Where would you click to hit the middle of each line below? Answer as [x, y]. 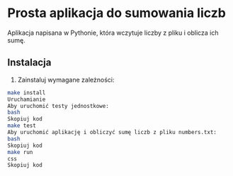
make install [27, 93]
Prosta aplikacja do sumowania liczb [117, 13]
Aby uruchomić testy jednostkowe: [58, 106]
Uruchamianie [27, 99]
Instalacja [29, 63]
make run [20, 152]
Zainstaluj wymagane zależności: [66, 79]
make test [22, 126]
